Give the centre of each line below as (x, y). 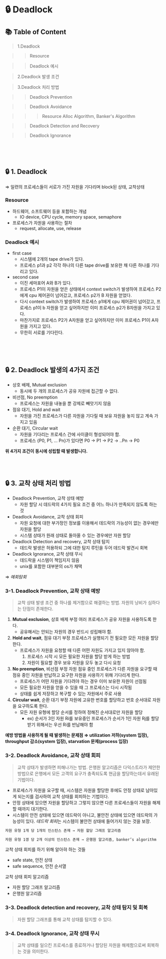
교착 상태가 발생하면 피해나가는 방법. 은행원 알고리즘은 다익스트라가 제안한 (89, 767)
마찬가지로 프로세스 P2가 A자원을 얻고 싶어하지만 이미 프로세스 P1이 (85, 320)
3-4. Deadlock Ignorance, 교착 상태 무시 (53, 933)
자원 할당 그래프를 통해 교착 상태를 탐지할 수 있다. (65, 919)
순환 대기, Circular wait (35, 428)
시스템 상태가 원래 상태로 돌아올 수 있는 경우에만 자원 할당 (75, 535)
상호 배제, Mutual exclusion (39, 385)
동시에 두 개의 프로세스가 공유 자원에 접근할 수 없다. (69, 391)
